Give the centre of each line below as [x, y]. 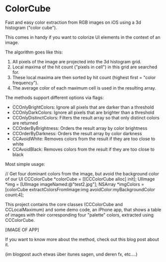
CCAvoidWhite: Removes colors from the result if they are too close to [83, 139]
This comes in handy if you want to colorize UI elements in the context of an [83, 37]
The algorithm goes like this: [34, 52]
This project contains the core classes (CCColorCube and [64, 204]
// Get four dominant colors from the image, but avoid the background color [82, 173]
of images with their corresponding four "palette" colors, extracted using [79, 215]
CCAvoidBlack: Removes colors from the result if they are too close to [83, 149]
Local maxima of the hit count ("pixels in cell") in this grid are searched [85, 67]
